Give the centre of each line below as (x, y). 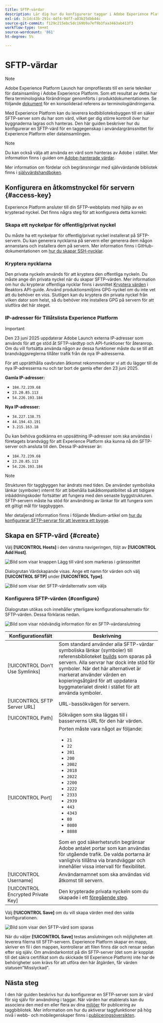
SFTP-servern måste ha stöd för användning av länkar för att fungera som (79, 500)
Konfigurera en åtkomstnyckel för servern (70, 188)
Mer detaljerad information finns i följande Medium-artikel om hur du (73, 515)
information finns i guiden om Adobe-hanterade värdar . (60, 158)
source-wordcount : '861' (30, 32)
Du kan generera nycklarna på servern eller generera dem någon (88, 240)
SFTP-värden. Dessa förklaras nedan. (42, 614)
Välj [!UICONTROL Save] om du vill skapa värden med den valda (70, 912)
